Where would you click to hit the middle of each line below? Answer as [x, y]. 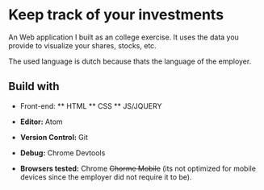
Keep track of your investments [116, 15]
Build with [34, 87]
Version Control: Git [54, 137]
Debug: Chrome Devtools [63, 153]
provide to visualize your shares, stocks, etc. [83, 45]
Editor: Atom [41, 122]
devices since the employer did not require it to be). [106, 177]
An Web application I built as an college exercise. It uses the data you [124, 37]
